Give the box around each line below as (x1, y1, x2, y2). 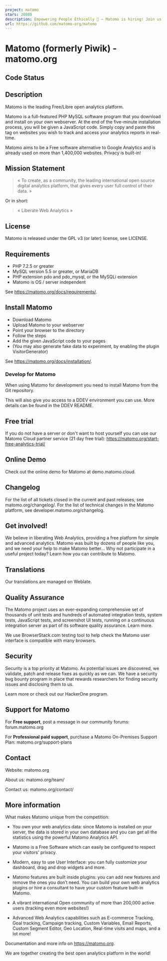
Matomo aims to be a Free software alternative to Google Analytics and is (5, 144, 156, 150)
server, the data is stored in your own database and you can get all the (12, 829, 158, 835)
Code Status (5, 73, 45, 82)
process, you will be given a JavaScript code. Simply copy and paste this (5, 124, 156, 130)
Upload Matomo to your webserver (12, 322, 85, 328)
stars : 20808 (5, 12, 32, 17)
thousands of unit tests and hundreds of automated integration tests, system (5, 612, 163, 618)
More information (5, 801, 61, 809)
